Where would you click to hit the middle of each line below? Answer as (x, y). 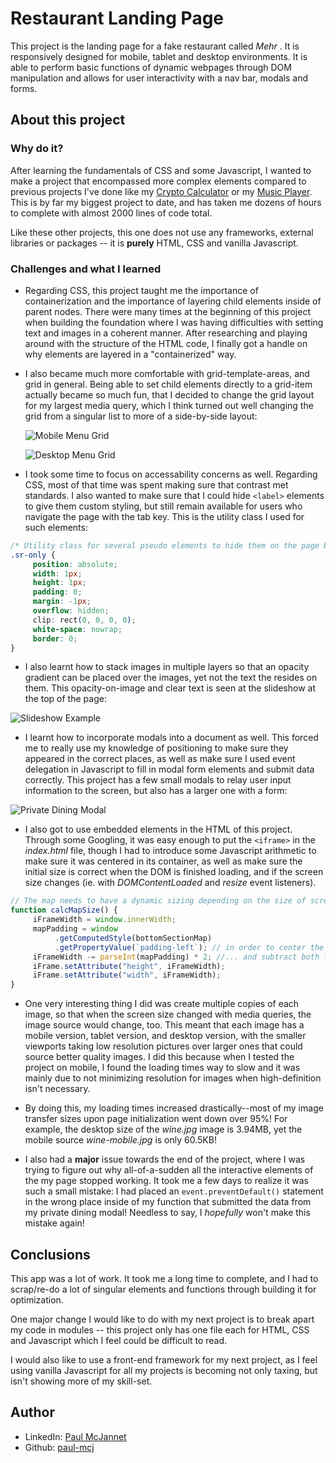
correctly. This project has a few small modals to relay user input (158, 780)
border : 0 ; (55, 638)
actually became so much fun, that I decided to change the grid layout (169, 394)
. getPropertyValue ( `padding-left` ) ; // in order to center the (189, 947)
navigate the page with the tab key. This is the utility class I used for (164, 516)
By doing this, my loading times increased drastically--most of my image (174, 1108)
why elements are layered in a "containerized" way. (130, 354)
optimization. (37, 1299)
